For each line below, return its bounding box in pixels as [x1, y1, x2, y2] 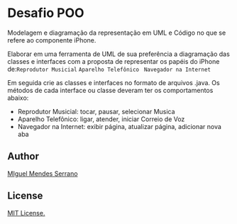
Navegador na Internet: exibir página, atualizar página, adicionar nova [17, 122, 222, 130]
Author [7, 150, 39, 162]
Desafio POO [7, 5, 84, 21]
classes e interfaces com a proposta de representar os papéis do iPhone [7, 57, 220, 65]
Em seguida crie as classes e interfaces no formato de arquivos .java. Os [7, 78, 220, 86]
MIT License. [7, 208, 45, 217]
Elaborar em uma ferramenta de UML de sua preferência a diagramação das [7, 50, 231, 58]
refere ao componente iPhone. [7, 35, 97, 44]
